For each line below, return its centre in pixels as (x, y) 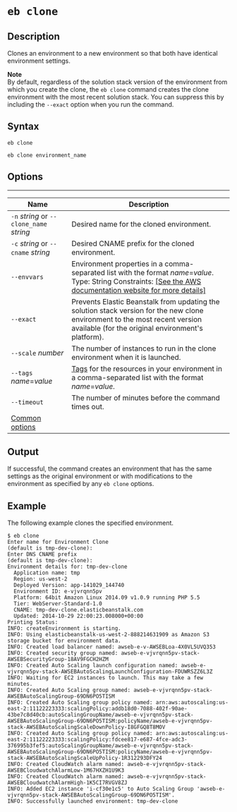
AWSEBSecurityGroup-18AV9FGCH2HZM (58, 660)
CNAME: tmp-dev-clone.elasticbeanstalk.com (78, 610)
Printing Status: (33, 622)
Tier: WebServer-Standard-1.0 (58, 604)
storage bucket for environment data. (64, 641)
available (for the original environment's (137, 328)
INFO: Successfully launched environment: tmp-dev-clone (93, 801)
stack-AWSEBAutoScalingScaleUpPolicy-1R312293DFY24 (85, 758)
